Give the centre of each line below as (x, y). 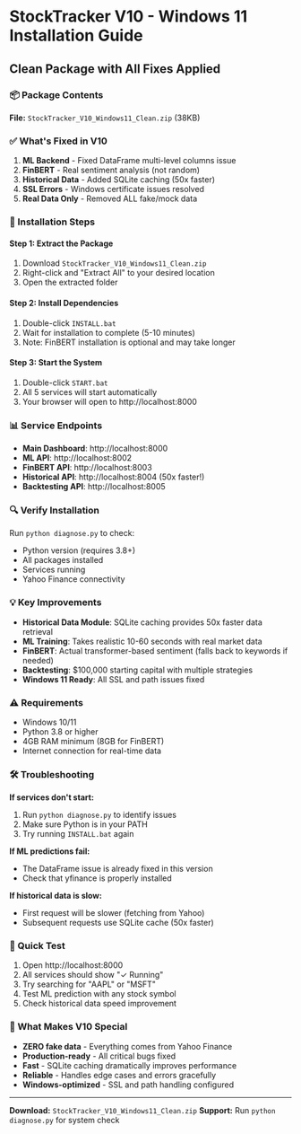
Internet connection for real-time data (92, 751)
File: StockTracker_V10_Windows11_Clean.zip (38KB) (105, 118)
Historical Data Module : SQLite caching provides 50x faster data (142, 622)
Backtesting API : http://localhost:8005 (94, 486)
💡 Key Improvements (56, 602)
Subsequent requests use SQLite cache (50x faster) (118, 923)
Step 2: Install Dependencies (64, 303)
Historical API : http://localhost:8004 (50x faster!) (113, 477)
